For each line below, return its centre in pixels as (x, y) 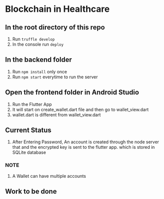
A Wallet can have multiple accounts (49, 176)
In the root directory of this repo (55, 27)
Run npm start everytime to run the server (55, 77)
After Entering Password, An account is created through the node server (85, 142)
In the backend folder (39, 60)
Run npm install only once (40, 71)
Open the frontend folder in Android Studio (72, 92)
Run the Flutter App (32, 104)
